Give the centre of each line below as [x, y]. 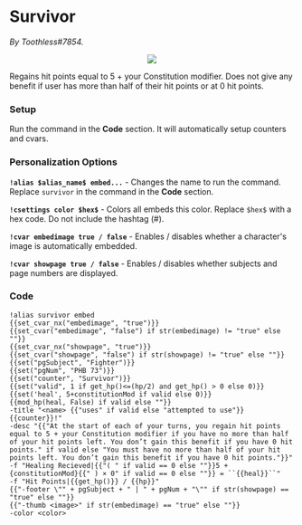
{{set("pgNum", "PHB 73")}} [62, 370]
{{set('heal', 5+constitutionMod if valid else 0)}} [111, 394]
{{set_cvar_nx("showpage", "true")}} [80, 347]
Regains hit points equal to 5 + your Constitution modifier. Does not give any [151, 76]
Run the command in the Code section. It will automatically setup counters [148, 129]
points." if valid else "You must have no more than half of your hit [145, 450]
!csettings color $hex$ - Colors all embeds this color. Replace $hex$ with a [151, 209]
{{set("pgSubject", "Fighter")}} [72, 363]
